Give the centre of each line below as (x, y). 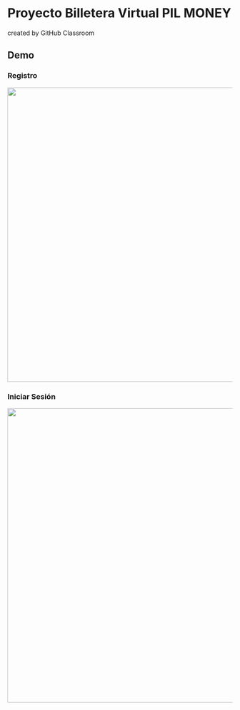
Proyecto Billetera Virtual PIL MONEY (119, 13)
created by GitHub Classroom (51, 33)
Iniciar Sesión (31, 396)
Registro (22, 76)
